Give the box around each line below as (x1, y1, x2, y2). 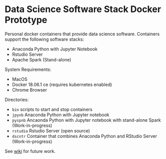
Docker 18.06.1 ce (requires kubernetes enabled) (12, 82, 112, 88)
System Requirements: (5, 66, 52, 72)
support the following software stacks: (5, 36, 84, 42)
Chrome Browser (12, 87, 47, 93)
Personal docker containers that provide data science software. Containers (5, 31, 160, 37)
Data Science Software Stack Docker (5, 4, 161, 15)
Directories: (5, 97, 29, 103)
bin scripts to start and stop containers (12, 106, 93, 112)
